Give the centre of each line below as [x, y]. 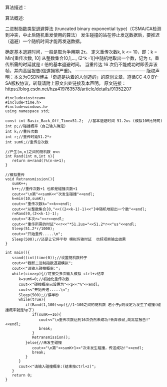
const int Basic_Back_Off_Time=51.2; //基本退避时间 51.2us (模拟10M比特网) [84, 121]
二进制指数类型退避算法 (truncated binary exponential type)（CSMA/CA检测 [83, 29]
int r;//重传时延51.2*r [28, 137]
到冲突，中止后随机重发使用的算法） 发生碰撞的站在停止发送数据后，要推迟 [82, 35]
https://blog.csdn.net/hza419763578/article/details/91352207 [68, 89]
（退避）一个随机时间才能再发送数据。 [44, 41]
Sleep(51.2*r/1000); [33, 229]
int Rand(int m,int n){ [30, 156]
